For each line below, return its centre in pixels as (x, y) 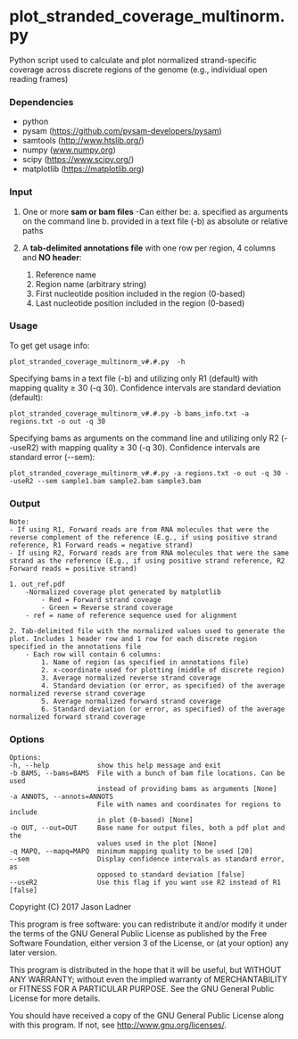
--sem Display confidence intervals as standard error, (147, 859)
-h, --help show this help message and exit (115, 766)
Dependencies (41, 102)
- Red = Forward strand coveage (102, 600)
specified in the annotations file (75, 647)
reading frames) (39, 78)
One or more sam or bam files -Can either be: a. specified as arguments (155, 211)
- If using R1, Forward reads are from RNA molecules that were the (139, 530)
